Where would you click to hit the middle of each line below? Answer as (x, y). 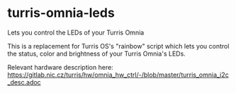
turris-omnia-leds (61, 13)
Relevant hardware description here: (60, 67)
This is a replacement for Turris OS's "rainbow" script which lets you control (118, 46)
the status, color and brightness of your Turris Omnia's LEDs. (96, 54)
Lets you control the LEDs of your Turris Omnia (76, 32)
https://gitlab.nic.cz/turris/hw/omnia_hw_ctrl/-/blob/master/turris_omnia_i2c (118, 75)
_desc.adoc (24, 82)
